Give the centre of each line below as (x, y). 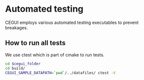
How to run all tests (35, 43)
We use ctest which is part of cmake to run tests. (55, 55)
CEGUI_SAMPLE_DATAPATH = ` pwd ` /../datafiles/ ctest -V (60, 73)
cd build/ (15, 68)
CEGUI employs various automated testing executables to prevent (72, 22)
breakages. (17, 27)
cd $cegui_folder (23, 64)
